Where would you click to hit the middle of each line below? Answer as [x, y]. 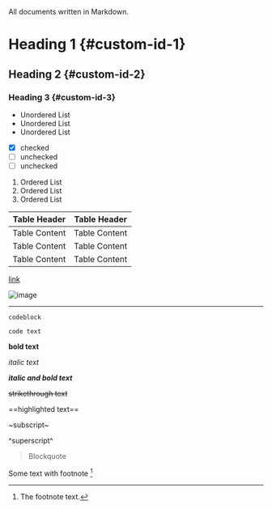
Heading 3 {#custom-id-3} [62, 97]
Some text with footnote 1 [51, 473]
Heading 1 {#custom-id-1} [97, 45]
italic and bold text [40, 378]
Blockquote [47, 456]
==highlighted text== [44, 409]
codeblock [25, 318]
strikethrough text [38, 394]
